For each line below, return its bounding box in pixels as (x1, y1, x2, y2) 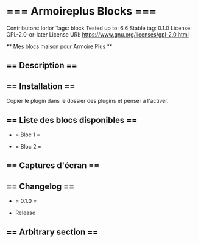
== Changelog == (6, 181, 75, 191)
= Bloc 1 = (15, 131, 41, 138)
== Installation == (6, 81, 76, 91)
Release (15, 209, 35, 217)
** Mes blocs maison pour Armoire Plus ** (6, 43, 113, 50)
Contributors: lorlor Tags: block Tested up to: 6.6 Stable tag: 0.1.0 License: (6, 24, 192, 32)
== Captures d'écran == (6, 160, 100, 171)
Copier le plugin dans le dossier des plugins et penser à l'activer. (6, 97, 169, 105)
